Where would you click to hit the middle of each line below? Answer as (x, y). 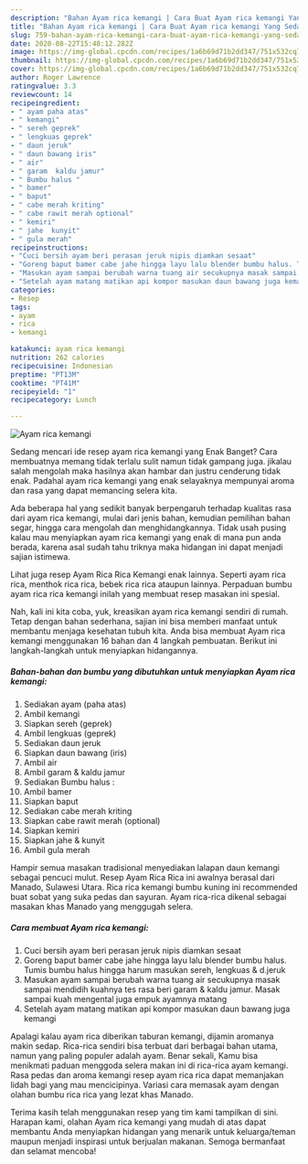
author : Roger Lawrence (56, 78)
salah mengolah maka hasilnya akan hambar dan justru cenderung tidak (146, 471)
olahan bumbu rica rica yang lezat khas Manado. (102, 1095)
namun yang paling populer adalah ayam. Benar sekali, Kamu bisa (134, 1056)
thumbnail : (31, 60)
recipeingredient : (45, 103)
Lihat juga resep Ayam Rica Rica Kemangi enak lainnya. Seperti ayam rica (148, 575)
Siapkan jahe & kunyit (64, 840)
